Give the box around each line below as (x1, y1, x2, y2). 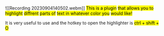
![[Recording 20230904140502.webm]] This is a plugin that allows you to (5, 5, 154, 11)
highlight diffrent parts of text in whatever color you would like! (5, 10, 132, 16)
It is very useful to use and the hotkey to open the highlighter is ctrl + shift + (5, 20, 159, 26)
